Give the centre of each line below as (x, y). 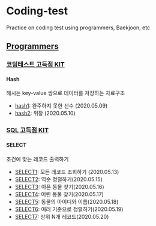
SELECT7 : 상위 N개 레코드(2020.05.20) (62, 216)
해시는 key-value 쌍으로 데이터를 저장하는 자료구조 (66, 93)
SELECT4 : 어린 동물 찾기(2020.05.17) (59, 194)
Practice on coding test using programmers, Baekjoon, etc (78, 28)
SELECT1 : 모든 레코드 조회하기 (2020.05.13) (67, 172)
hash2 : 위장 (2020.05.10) (45, 113)
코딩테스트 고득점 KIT (35, 65)
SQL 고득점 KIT (28, 130)
